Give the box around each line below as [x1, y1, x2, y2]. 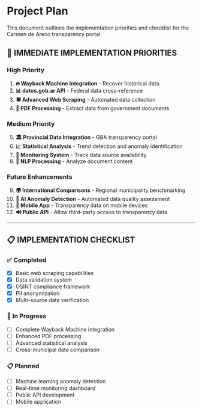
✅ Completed [7, 256, 47, 264]
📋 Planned [7, 362, 40, 370]
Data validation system [15, 276, 73, 283]
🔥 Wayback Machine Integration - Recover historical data [15, 79, 159, 87]
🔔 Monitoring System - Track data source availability [15, 151, 147, 158]
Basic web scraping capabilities [15, 269, 94, 276]
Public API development [15, 391, 75, 398]
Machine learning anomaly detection [15, 378, 106, 385]
